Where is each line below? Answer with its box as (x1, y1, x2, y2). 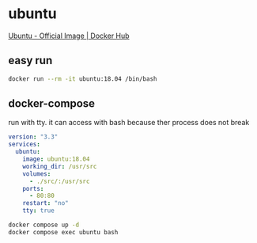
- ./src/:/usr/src (28, 177, 90, 185)
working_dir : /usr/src (22, 162, 97, 170)
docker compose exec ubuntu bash (8, 228, 119, 236)
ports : (22, 184, 44, 192)
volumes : (22, 169, 51, 178)
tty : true (22, 207, 55, 215)
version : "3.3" (8, 133, 59, 141)
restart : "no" (22, 199, 69, 207)
